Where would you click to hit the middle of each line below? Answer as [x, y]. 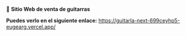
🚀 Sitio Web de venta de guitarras [48, 9]
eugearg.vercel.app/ [31, 27]
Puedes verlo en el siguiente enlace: [52, 20]
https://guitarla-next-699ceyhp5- [139, 20]
